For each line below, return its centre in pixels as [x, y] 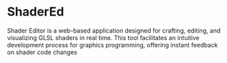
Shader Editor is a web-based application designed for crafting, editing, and [114, 30]
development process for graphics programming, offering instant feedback [112, 45]
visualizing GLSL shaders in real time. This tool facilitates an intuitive [103, 37]
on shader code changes [42, 52]
